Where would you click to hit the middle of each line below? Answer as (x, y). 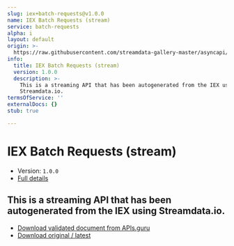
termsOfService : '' (36, 98)
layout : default (31, 40)
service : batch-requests (43, 26)
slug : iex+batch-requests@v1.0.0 (56, 14)
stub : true (23, 111)
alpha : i (20, 33)
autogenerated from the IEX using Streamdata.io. (116, 211)
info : (15, 59)
